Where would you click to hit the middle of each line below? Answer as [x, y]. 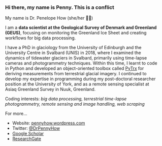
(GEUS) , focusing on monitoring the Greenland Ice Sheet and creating [76, 33]
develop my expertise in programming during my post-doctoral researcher [81, 79]
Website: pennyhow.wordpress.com [49, 123]
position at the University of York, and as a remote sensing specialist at [77, 84]
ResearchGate [27, 139]
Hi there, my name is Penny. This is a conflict [60, 7]
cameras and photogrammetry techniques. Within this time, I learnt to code [81, 63]
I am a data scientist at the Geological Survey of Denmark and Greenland [81, 28]
